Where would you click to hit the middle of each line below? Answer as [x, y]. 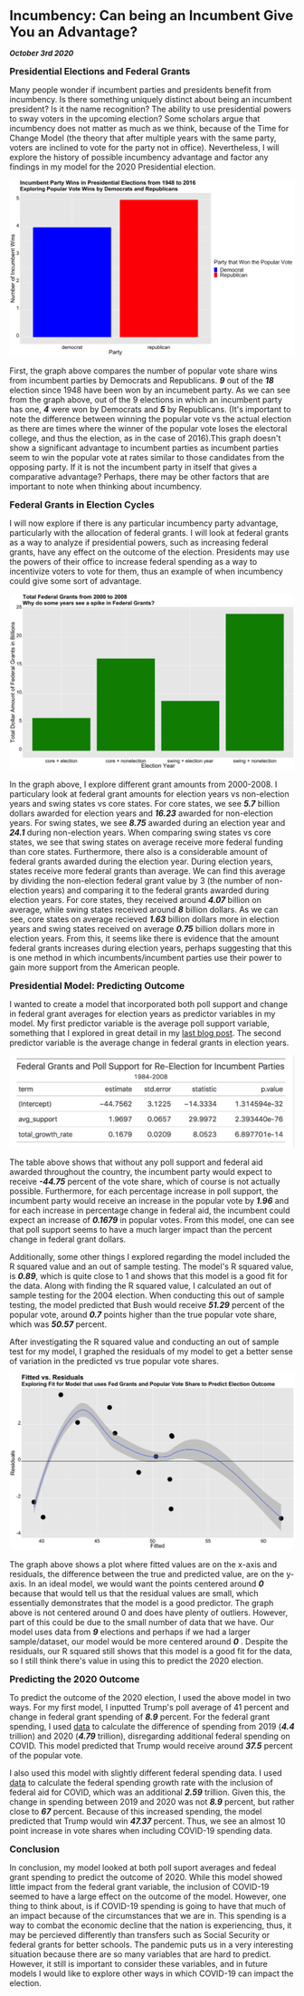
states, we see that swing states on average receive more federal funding [146, 842]
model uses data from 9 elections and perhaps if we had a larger [130, 1632]
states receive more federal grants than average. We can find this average [147, 871]
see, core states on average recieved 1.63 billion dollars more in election [144, 919]
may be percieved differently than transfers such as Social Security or [139, 1935]
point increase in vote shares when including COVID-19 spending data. [141, 1831]
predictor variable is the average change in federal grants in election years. [149, 1043]
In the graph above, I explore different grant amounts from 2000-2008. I [143, 785]
